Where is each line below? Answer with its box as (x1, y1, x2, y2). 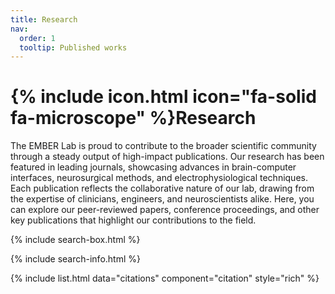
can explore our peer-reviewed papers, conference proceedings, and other (10, 204, 320, 216)
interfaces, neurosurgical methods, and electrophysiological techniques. (10, 172, 308, 184)
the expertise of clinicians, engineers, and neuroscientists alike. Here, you (10, 193, 315, 205)
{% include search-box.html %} (10, 234, 141, 246)
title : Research (10, 14, 78, 25)
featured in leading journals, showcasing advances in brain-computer (10, 161, 297, 173)
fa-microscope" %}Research (10, 107, 257, 130)
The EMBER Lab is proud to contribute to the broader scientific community (10, 140, 317, 152)
